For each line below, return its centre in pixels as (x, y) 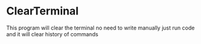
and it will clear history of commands (52, 34)
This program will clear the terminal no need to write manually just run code (100, 28)
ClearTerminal (42, 11)
